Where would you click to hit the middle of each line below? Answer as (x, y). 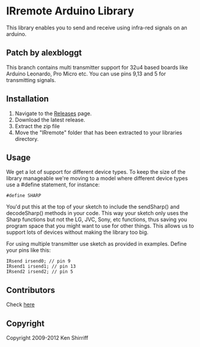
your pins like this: (28, 251)
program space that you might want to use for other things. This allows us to (100, 226)
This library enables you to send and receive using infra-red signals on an (97, 28)
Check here (20, 304)
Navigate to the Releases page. (53, 113)
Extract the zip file (37, 126)
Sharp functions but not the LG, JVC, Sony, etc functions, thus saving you (97, 219)
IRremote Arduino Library (70, 11)
